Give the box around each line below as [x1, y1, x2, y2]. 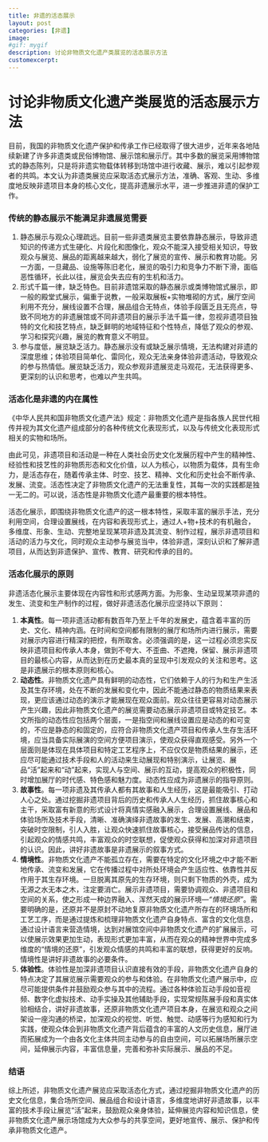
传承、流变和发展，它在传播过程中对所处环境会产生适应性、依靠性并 [26, 864, 251, 874]
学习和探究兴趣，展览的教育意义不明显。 [19, 332, 153, 341]
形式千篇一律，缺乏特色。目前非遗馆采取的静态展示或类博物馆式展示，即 [19, 282, 258, 292]
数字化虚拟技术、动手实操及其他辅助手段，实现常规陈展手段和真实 [33, 994, 251, 1003]
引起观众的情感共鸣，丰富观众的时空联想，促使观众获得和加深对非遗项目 [19, 834, 258, 844]
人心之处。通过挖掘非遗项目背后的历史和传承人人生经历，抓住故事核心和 [19, 794, 258, 804]
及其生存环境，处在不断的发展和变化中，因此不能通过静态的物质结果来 [19, 685, 251, 695]
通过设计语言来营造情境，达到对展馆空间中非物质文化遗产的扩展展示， [19, 924, 251, 934]
